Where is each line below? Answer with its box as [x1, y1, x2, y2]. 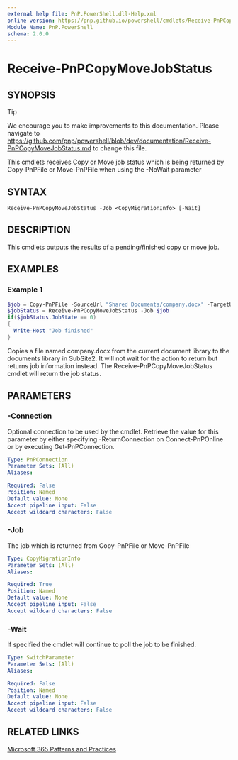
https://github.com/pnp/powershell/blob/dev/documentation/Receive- [7, 136, 211, 145]
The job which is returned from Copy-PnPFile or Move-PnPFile [7, 541, 190, 550]
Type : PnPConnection [7, 456, 69, 463]
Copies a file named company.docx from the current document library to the [7, 346, 230, 355]
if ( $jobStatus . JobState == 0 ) [7, 314, 97, 321]
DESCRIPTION [7, 224, 71, 236]
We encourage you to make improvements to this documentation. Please [7, 121, 220, 130]
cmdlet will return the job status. [7, 369, 101, 378]
